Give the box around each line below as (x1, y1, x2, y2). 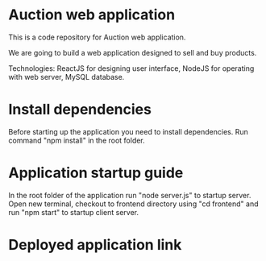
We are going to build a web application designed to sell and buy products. (8, 48, 257, 57)
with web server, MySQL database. (8, 72, 125, 81)
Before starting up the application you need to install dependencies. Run (8, 126, 248, 136)
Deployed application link (8, 236, 182, 254)
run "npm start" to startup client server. (8, 207, 139, 217)
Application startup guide (8, 164, 184, 182)
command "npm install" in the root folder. (8, 135, 145, 145)
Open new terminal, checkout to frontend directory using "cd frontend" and (8, 199, 259, 209)
